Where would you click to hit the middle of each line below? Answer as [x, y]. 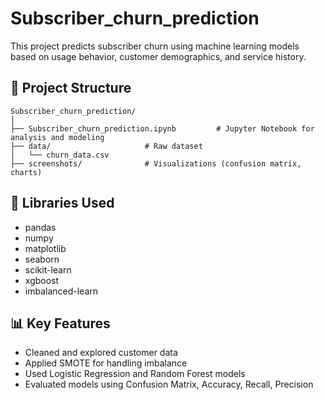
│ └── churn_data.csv [60, 155]
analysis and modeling [57, 137]
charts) [26, 172]
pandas [40, 227]
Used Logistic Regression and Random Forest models [135, 374]
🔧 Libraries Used [62, 203]
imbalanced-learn [61, 291]
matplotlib [45, 248]
